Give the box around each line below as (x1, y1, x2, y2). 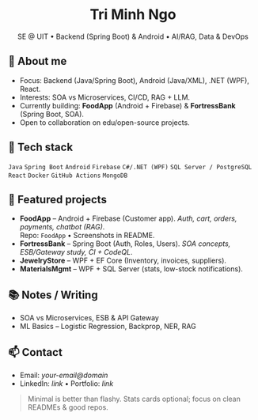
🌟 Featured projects (8, 192, 107, 206)
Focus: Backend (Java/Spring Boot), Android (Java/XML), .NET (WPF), (19, 75, 249, 85)
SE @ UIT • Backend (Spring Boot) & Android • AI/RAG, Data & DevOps (17, 32, 249, 41)
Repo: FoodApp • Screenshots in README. (19, 231, 155, 240)
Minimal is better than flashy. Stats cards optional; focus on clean (27, 394, 241, 403)
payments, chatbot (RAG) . (19, 222, 105, 232)
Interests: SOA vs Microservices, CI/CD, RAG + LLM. (19, 93, 191, 102)
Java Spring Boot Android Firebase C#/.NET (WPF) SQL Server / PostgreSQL (8, 163, 252, 171)
